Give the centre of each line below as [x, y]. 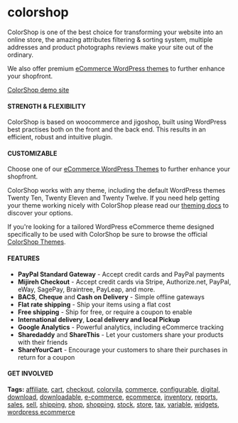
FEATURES [24, 258]
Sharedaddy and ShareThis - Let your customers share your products [120, 334]
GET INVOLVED [30, 373]
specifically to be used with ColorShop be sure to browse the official [108, 235]
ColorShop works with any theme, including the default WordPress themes [117, 191]
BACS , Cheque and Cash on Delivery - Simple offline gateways [111, 296]
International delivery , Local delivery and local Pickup [99, 319]
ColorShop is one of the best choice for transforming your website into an [115, 32]
